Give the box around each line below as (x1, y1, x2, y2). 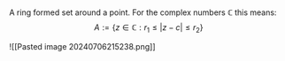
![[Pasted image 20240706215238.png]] (9, 41, 157, 51)
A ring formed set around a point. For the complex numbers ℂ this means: (9, 7, 277, 18)
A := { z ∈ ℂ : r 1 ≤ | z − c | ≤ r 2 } (94, 22, 204, 34)
